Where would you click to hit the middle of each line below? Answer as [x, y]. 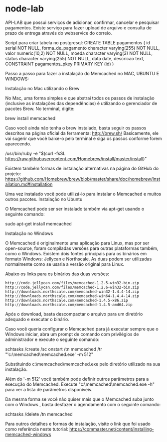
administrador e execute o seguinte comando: [52, 339]
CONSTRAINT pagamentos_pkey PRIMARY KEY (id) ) [60, 64]
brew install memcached [30, 118]
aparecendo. [18, 144]
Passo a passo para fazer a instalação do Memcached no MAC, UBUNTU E [82, 73]
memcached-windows [28, 434]
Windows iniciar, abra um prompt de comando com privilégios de [72, 334]
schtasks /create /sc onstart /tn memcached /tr [54, 349]
